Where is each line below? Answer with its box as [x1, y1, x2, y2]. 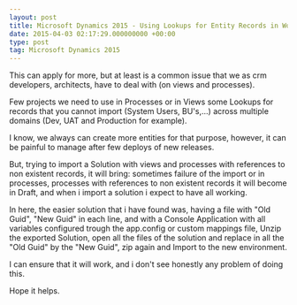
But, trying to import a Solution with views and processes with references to [9, 159, 286, 170]
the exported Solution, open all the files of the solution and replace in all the [9, 233, 285, 243]
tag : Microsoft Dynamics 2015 [9, 46, 121, 55]
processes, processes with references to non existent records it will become [9, 178, 287, 188]
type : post [9, 37, 49, 47]
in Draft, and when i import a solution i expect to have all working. [9, 187, 247, 198]
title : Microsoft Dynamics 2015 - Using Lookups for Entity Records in [9, 21, 278, 30]
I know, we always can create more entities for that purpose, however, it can [9, 133, 286, 143]
